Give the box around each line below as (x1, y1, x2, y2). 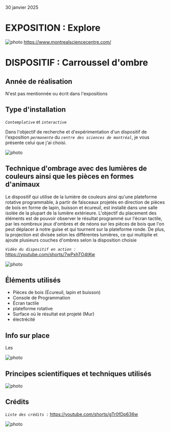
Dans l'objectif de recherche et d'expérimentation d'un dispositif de (5, 128, 147, 134)
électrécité (12, 316, 36, 322)
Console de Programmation (12, 295, 70, 301)
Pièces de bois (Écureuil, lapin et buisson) (12, 289, 101, 295)
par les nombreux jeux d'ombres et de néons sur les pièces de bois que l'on (5, 221, 164, 227)
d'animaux (5, 180, 40, 189)
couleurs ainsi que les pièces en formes (5, 172, 134, 181)
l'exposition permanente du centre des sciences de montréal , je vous (5, 134, 150, 140)
